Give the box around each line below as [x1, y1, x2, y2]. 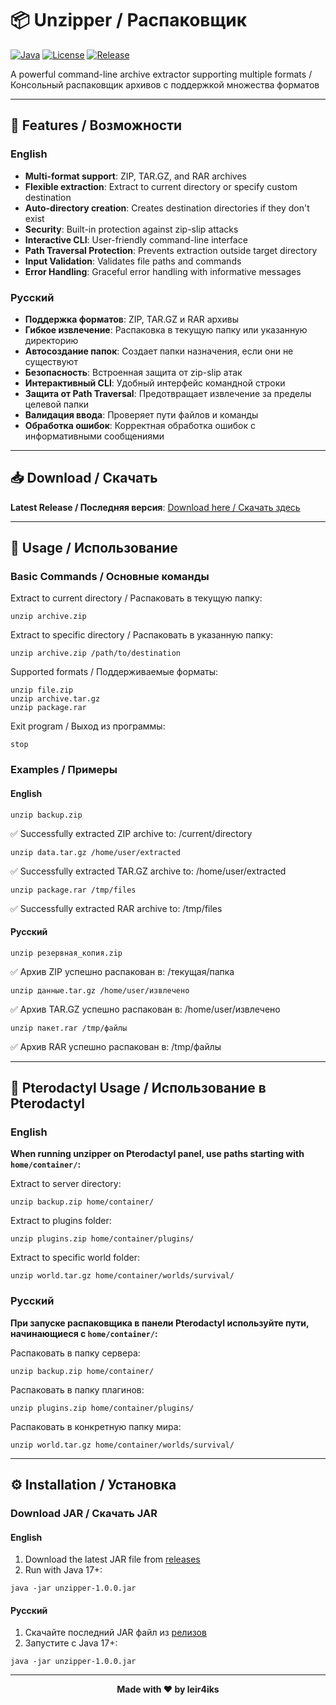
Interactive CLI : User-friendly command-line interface [24, 233, 248, 246]
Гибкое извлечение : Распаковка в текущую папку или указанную [24, 323, 308, 336]
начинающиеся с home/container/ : [10, 1327, 158, 1339]
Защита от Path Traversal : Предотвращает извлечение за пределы [24, 387, 312, 399]
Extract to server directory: [10, 1178, 122, 1190]
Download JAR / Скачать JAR [10, 1507, 158, 1521]
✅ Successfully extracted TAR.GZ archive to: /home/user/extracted [10, 865, 287, 877]
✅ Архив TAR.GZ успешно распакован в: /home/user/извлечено [10, 1003, 281, 1015]
